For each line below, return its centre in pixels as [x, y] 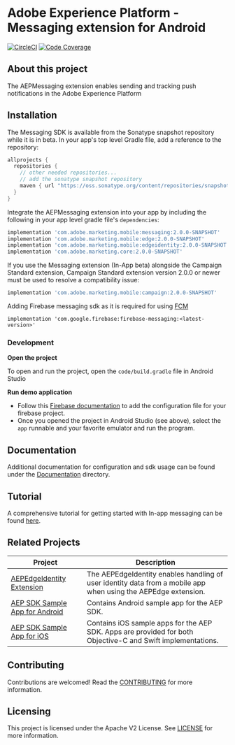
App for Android [37, 612]
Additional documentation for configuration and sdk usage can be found [111, 467]
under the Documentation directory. [59, 475]
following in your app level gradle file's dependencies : [83, 219]
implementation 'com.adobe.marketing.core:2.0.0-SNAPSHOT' [95, 252]
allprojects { [28, 160]
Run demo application [40, 392]
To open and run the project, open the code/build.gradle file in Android [110, 371]
